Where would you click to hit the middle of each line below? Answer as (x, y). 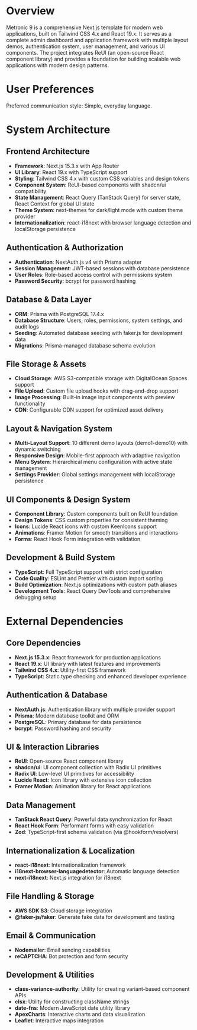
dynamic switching (38, 449)
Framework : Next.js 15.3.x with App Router (67, 166)
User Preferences (50, 89)
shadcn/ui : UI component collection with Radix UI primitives (88, 767)
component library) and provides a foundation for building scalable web (93, 59)
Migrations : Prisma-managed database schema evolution (85, 345)
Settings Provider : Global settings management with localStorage (95, 475)
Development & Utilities (50, 975)
